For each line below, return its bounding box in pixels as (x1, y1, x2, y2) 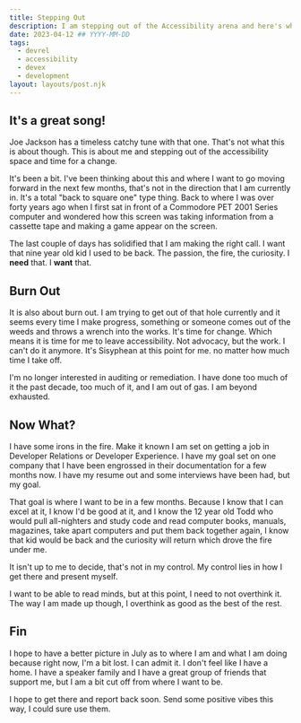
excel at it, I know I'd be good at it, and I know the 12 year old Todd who (9, 506, 274, 517)
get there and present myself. (9, 571, 118, 582)
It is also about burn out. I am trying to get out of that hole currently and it (9, 307, 280, 318)
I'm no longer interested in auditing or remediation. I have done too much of (9, 372, 288, 383)
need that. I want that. (9, 257, 92, 268)
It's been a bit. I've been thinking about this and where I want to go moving (9, 173, 285, 184)
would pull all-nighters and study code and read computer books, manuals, (9, 516, 287, 527)
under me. (9, 544, 47, 555)
